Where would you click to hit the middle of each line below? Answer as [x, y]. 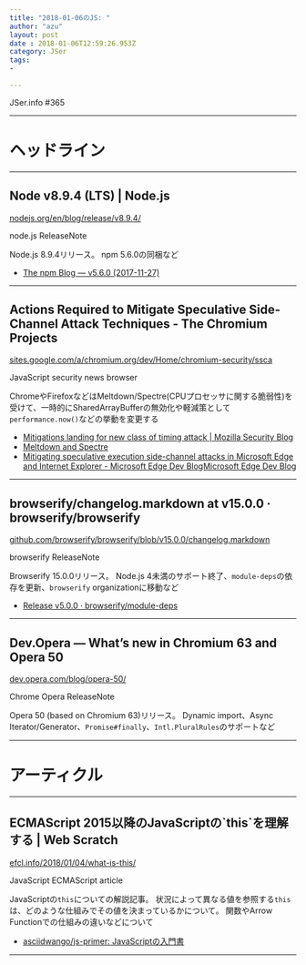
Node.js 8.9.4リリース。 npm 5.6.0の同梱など [94, 254]
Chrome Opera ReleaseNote [62, 696]
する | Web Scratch [64, 840]
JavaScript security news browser [74, 378]
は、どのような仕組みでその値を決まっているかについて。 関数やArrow [141, 910]
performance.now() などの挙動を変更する [84, 419]
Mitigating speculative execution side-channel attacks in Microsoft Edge [158, 457]
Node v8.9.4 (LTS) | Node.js [90, 196]
